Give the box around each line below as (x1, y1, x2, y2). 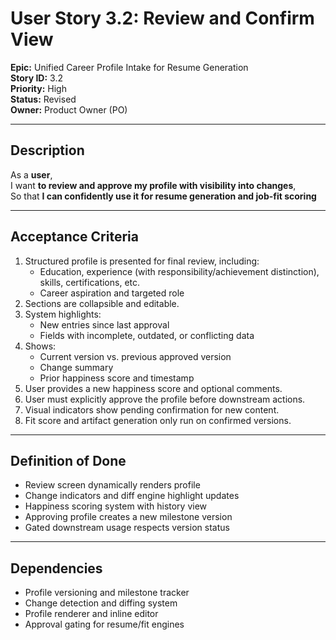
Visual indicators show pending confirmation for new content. (24, 403, 280, 416)
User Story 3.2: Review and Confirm (10, 7, 315, 30)
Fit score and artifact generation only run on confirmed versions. (24, 414, 292, 426)
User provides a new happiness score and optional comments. (24, 382, 283, 394)
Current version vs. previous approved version (39, 350, 232, 362)
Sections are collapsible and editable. (24, 297, 180, 309)
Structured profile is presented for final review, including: (24, 255, 260, 267)
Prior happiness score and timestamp (39, 372, 195, 384)
